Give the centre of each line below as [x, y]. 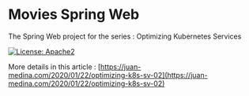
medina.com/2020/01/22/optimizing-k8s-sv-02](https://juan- [108, 75]
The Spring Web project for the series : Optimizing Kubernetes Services [125, 36]
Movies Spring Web [74, 15]
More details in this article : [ [55, 66]
